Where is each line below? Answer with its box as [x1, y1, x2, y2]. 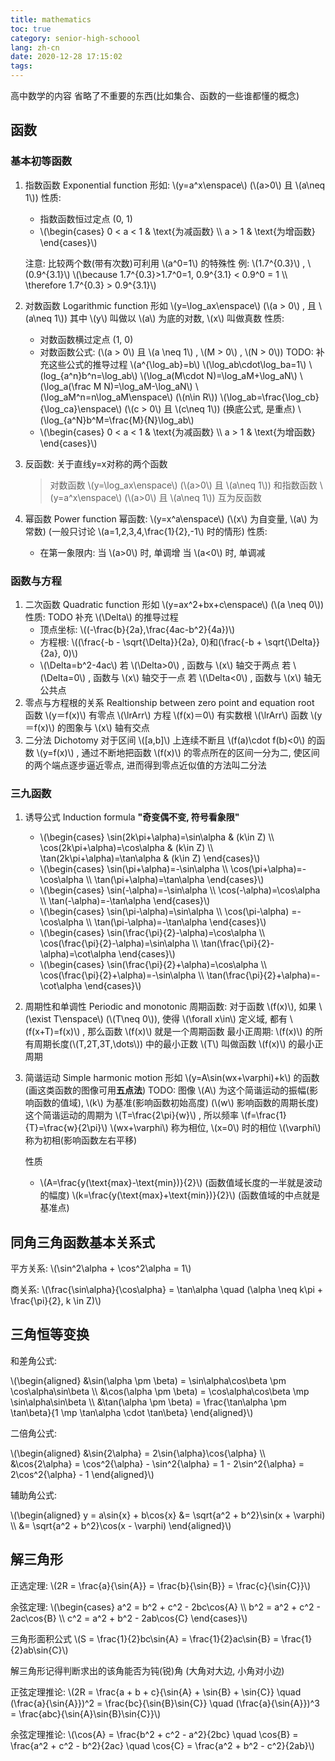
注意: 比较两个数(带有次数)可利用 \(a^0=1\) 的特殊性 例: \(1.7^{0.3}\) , [24, 257, 306, 269]
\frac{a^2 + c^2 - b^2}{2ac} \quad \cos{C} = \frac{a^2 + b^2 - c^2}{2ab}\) [10, 1739, 315, 1751]
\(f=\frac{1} [240, 1109, 287, 1121]
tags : [10, 61, 33, 71]
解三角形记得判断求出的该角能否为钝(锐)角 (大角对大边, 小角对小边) [10, 1664, 285, 1676]
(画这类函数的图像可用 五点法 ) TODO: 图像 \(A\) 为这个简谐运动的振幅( [24, 1084, 310, 1096]
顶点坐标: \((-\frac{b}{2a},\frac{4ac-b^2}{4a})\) [39, 623, 236, 635]
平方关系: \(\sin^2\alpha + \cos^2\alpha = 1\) [10, 1262, 192, 1275]
